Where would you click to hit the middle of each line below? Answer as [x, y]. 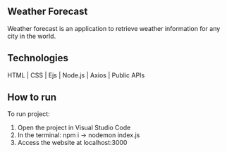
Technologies [38, 58]
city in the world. [32, 36]
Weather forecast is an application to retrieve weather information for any [114, 28]
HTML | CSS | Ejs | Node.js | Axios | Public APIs [76, 75]
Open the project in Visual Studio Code [74, 128]
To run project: [29, 114]
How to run [32, 97]
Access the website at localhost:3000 [72, 143]
